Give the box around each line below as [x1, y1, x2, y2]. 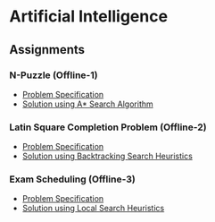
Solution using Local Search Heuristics [21, 203, 165, 214]
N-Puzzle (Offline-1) [9, 69, 98, 81]
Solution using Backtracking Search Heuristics [21, 150, 194, 162]
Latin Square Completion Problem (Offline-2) [9, 121, 207, 133]
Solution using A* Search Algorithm [21, 98, 153, 109]
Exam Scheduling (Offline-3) [9, 173, 136, 185]
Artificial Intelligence [9, 6, 168, 27]
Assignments [9, 42, 86, 57]
